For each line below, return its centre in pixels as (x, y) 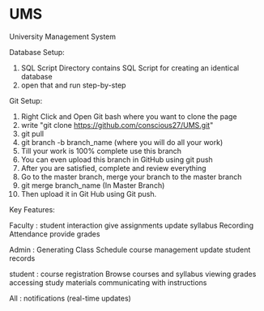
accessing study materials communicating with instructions (108, 282)
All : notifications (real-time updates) (70, 298)
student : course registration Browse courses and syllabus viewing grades (133, 274)
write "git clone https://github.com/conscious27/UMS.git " (117, 125)
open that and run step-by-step (73, 85)
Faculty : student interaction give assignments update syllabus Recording (132, 225)
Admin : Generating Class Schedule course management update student (130, 249)
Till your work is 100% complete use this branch (101, 151)
